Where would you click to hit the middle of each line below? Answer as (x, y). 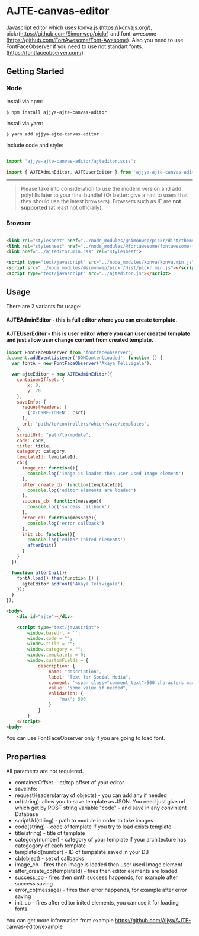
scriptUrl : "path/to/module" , (54, 435)
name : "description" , (75, 672)
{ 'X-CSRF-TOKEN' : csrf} (57, 413)
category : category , (42, 452)
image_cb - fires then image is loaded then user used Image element (98, 865)
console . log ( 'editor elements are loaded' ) (82, 490)
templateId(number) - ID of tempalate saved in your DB (82, 852)
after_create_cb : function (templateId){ (72, 485)
